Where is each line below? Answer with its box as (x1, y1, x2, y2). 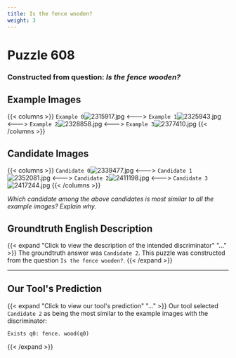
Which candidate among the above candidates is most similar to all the (7, 194, 214, 204)
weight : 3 (7, 17, 37, 24)
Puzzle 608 (7, 47, 75, 63)
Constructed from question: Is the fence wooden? (7, 72, 181, 81)
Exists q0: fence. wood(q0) (7, 330, 90, 337)
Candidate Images (7, 147, 89, 159)
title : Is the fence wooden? (7, 10, 93, 18)
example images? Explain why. (7, 202, 97, 211)
